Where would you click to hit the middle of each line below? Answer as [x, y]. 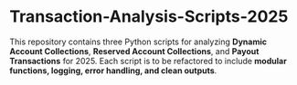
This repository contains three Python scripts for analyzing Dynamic [138, 42]
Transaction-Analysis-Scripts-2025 [149, 17]
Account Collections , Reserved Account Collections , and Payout [134, 51]
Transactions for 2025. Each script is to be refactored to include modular [148, 61]
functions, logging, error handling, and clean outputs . [113, 71]
